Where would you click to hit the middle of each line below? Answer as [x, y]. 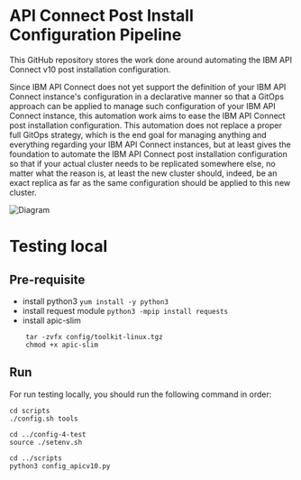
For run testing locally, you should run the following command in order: [141, 394]
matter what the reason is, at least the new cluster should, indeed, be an [143, 173]
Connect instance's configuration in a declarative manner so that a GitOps [147, 97]
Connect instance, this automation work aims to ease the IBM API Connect [147, 115]
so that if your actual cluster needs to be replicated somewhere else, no [143, 163]
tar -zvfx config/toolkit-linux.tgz [95, 337]
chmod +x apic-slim [62, 345]
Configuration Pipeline [96, 35]
